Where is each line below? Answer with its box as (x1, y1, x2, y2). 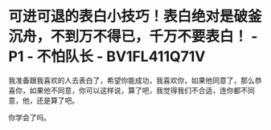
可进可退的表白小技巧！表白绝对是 (8, 7, 235, 26)
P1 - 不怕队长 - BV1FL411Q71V (8, 47, 206, 66)
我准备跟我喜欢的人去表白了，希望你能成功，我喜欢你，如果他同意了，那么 (8, 75, 255, 85)
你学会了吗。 (8, 112, 51, 122)
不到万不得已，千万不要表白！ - (51, 27, 258, 46)
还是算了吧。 (35, 95, 79, 105)
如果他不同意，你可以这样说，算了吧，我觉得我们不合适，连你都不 (29, 85, 248, 95)
